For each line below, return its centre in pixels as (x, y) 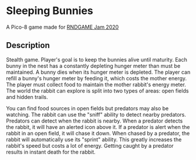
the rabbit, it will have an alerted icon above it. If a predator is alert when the (98, 127)
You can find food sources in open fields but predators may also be (87, 108)
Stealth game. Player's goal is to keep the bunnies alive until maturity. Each (97, 59)
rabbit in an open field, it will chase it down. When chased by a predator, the (98, 133)
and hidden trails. (27, 97)
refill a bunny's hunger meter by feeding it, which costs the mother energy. (97, 78)
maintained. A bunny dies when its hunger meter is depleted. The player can (98, 72)
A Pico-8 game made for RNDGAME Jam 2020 (62, 27)
